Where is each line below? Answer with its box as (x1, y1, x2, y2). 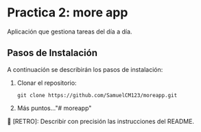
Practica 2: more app (7, 5, 128, 21)
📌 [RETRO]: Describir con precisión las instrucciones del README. (7, 117, 194, 125)
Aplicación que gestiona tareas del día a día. (7, 27, 132, 36)
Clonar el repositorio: (16, 79, 77, 87)
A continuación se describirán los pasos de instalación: (7, 65, 163, 73)
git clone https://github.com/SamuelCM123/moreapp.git (16, 92, 178, 98)
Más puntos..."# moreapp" (16, 104, 92, 112)
